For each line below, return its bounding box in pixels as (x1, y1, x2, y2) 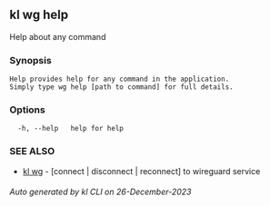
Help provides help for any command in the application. (9, 74, 230, 84)
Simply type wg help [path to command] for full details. (9, 83, 234, 92)
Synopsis (9, 54, 52, 66)
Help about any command (9, 31, 106, 42)
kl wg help (9, 7, 69, 23)
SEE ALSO (9, 145, 55, 158)
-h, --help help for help (17, 124, 125, 133)
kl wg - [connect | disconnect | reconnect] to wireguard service (22, 165, 261, 176)
